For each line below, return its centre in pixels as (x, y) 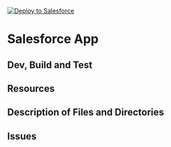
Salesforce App (53, 39)
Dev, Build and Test (50, 65)
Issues (22, 136)
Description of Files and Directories (86, 112)
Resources (31, 89)
